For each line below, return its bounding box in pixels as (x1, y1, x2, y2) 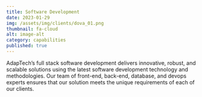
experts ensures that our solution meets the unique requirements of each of (6, 78, 195, 85)
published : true (6, 43, 47, 49)
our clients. (6, 85, 34, 92)
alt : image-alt (6, 32, 45, 38)
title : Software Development (6, 8, 80, 15)
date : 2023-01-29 (6, 15, 50, 21)
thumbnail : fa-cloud (6, 25, 59, 32)
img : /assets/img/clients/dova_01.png (6, 20, 104, 26)
